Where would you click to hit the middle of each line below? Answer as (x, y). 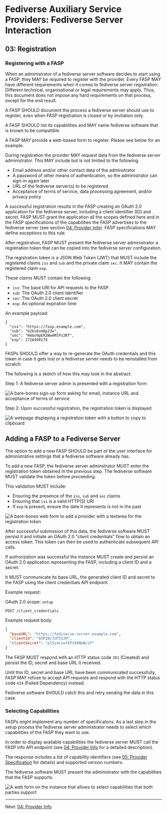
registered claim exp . (26, 268)
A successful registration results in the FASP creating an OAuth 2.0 (74, 206)
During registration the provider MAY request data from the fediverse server (83, 155)
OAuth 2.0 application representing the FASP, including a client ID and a (78, 562)
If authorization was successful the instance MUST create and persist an (80, 557)
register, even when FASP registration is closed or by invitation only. (75, 115)
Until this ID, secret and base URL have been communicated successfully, (81, 673)
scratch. (14, 364)
